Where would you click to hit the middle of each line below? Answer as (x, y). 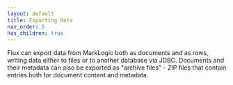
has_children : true (35, 33)
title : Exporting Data (40, 20)
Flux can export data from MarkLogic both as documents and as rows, (108, 53)
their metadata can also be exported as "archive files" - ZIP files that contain (117, 68)
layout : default (31, 14)
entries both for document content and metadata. (78, 75)
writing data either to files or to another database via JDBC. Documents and (116, 61)
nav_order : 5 (26, 26)
